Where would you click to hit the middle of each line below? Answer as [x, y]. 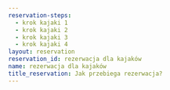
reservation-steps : [40, 15]
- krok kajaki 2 [42, 30]
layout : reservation [42, 52]
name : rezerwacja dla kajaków [58, 67]
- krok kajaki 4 [42, 45]
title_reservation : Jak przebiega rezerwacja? [85, 74]
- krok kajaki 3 [42, 37]
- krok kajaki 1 [42, 23]
